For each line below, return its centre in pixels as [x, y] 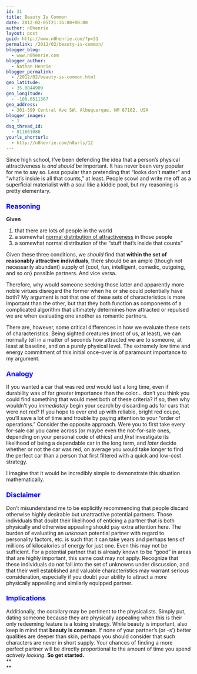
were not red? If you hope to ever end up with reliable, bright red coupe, [93, 412]
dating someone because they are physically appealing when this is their [94, 618]
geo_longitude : [25, 94]
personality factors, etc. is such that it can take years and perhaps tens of [96, 539]
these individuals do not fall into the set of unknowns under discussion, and [98, 564]
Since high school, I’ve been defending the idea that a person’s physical [93, 159]
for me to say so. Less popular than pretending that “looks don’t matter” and [98, 172]
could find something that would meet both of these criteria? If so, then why [98, 399]
